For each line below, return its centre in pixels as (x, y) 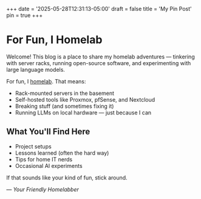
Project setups (33, 146)
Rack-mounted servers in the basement (64, 93)
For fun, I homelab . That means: (46, 81)
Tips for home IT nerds (44, 159)
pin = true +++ (25, 15)
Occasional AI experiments (49, 166)
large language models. (36, 69)
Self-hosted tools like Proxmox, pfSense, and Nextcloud (85, 99)
